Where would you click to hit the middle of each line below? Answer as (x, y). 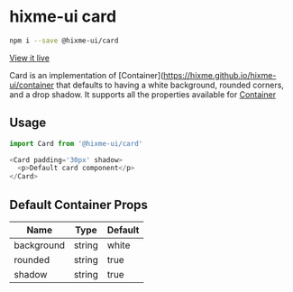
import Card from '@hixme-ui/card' (76, 143)
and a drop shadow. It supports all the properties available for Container (143, 94)
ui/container (32, 85)
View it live (29, 58)
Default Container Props (79, 205)
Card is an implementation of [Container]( (87, 75)
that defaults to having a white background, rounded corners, (169, 85)
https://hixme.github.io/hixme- (220, 75)
